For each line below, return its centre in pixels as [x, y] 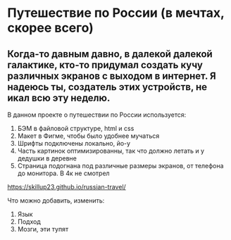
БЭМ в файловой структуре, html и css [76, 128]
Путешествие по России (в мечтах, [116, 13]
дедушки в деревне [47, 158]
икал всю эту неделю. [59, 97]
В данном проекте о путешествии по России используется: [97, 115]
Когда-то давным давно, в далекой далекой [110, 54]
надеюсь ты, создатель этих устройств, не [107, 87]
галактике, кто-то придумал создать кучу [105, 65]
